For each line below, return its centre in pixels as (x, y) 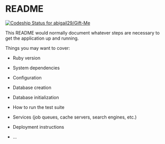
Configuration (27, 77)
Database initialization (36, 97)
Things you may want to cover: (38, 48)
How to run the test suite (38, 107)
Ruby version (26, 58)
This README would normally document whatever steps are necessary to (82, 33)
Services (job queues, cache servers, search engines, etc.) (75, 117)
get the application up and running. (42, 38)
